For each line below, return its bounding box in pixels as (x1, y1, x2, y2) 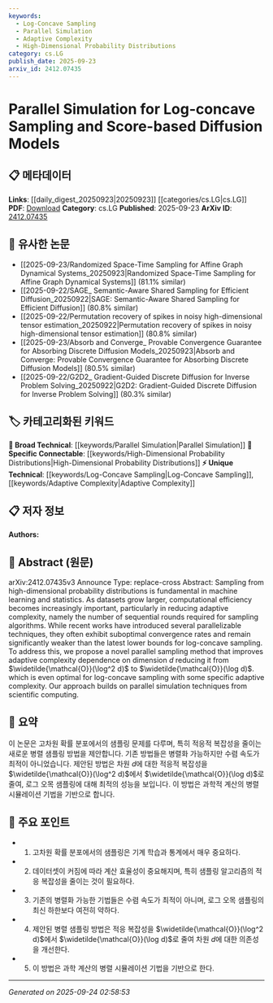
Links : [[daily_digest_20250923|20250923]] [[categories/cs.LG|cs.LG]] (8, 194, 248, 204)
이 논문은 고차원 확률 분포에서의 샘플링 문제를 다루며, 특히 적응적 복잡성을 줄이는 (8, 738, 262, 748)
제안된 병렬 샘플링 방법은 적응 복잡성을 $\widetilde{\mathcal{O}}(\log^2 (32, 924, 264, 934)
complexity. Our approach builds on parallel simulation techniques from (8, 681, 248, 691)
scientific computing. (8, 690, 80, 700)
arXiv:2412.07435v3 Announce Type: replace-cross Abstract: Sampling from (8, 578, 264, 587)
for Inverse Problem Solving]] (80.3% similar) (19, 389, 172, 399)
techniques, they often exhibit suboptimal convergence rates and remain (8, 630, 251, 639)
